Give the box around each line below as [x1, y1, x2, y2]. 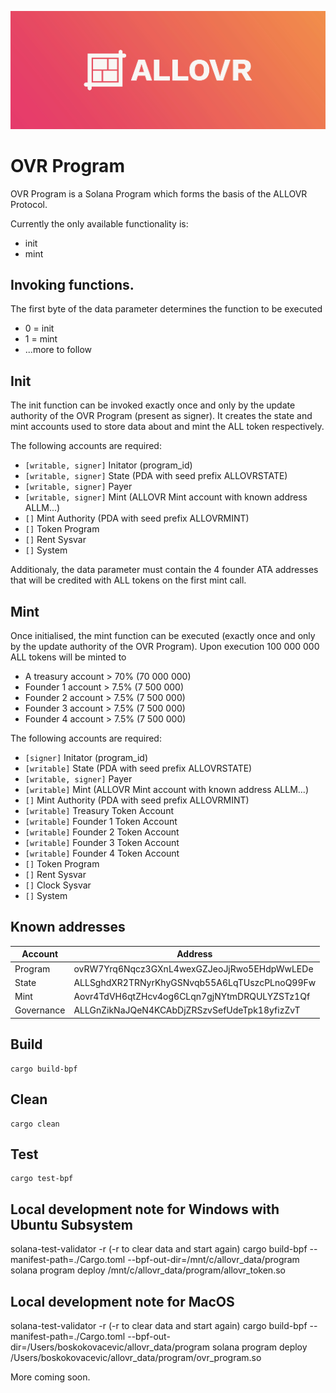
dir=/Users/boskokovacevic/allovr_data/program [10, 1341, 210, 1353]
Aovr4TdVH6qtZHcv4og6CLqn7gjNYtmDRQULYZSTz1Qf [73, 991, 311, 1003]
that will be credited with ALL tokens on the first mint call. [10, 574, 247, 586]
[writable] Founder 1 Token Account [24, 816, 178, 828]
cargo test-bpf [10, 1174, 74, 1184]
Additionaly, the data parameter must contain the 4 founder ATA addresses [10, 564, 319, 576]
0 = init [24, 322, 55, 335]
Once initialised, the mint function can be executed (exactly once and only [10, 630, 316, 642]
